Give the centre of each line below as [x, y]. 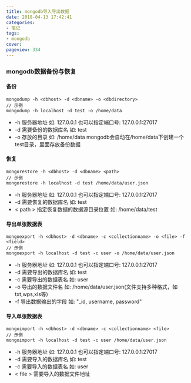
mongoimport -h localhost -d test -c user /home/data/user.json [86, 340]
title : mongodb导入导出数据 [38, 11]
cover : [14, 45]
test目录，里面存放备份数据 [48, 144]
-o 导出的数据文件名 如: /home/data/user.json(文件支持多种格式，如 [96, 287]
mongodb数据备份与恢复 [41, 71]
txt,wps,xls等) [31, 294]
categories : [21, 22]
